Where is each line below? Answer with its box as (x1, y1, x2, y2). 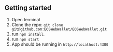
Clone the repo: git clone (11, 22, 63, 27)
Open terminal (11, 16, 40, 22)
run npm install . (11, 31, 45, 37)
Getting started (4, 4, 52, 12)
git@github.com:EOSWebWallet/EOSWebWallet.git (11, 26, 107, 32)
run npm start (11, 36, 39, 42)
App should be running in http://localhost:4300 (11, 41, 109, 47)
